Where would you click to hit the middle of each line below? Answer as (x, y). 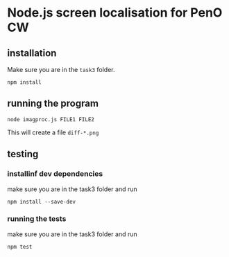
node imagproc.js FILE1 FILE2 (51, 119)
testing (23, 154)
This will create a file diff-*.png (53, 132)
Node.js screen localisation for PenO (115, 13)
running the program (53, 104)
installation (32, 53)
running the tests (37, 219)
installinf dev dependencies (55, 174)
